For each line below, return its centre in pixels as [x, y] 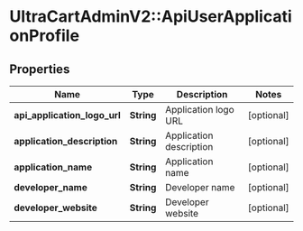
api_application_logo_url [68, 115]
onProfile [44, 36]
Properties [40, 69]
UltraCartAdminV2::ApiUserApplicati [151, 17]
